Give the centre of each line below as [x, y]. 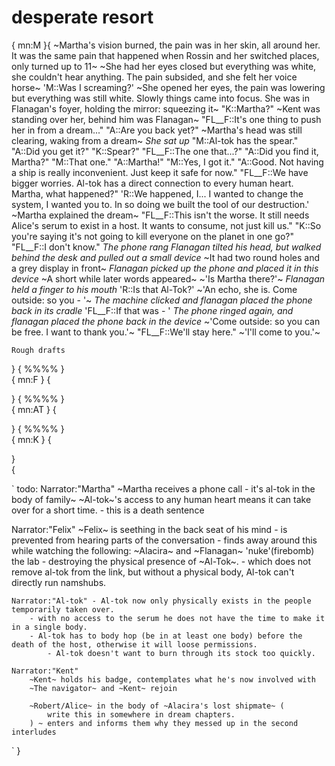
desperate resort [82, 17]
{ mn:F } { [31, 379]
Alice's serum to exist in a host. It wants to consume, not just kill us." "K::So [166, 225]
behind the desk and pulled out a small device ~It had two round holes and [166, 257]
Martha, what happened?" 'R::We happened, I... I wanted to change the [157, 193]
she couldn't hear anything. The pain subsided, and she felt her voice [154, 77]
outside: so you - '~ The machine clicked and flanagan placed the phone [162, 300]
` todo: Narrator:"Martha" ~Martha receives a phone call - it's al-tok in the [163, 488]
